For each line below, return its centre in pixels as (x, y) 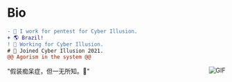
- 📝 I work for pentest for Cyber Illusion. (72, 31)
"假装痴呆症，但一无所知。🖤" (48, 72)
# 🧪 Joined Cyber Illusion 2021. (55, 51)
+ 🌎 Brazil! (25, 38)
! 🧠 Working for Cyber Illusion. (55, 44)
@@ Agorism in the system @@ (49, 57)
